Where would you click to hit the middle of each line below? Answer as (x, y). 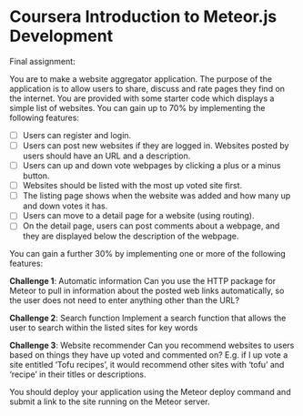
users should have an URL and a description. (106, 156)
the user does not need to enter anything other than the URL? (124, 300)
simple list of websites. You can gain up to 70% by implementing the (137, 107)
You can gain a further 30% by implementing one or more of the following (148, 254)
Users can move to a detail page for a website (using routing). (138, 216)
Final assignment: (42, 61)
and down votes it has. (65, 206)
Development (61, 36)
